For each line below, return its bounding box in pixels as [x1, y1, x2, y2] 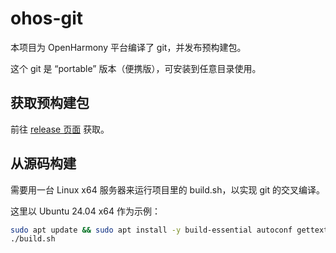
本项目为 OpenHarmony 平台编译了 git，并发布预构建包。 [10, 41, 247, 53]
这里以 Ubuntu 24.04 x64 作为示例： [10, 205, 161, 217]
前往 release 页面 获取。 [10, 123, 110, 135]
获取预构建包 [10, 95, 90, 112]
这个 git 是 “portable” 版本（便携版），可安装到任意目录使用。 [10, 62, 262, 74]
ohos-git [10, 7, 84, 30]
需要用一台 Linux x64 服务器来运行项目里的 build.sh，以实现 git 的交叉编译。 [10, 183, 325, 196]
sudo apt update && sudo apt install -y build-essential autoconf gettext [10, 225, 329, 235]
